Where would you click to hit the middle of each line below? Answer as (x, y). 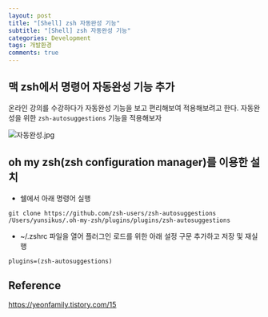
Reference (35, 285)
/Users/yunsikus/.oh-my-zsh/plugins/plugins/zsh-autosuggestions (119, 220)
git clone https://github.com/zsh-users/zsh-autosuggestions (112, 213)
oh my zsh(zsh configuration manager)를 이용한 (128, 162)
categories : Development (50, 38)
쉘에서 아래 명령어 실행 (55, 198)
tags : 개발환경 (30, 46)
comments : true (34, 53)
